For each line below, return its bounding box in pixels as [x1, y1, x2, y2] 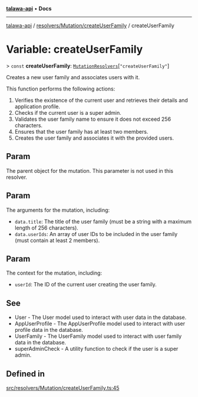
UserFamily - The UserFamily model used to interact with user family [14, 333, 182, 340]
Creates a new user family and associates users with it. [6, 73, 140, 80]
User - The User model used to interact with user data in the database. [14, 314, 187, 321]
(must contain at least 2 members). [14, 237, 100, 244]
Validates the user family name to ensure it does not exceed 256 [14, 115, 171, 122]
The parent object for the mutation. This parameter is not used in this [6, 167, 174, 174]
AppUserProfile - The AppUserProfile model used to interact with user [14, 320, 186, 327]
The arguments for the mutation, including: [6, 206, 110, 214]
